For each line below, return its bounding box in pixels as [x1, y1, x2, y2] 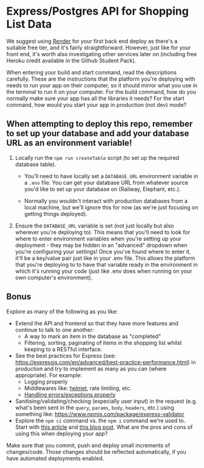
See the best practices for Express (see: [15, 352, 116, 359]
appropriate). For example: [15, 371, 82, 379]
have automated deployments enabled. [6, 455, 105, 462]
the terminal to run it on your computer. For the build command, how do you [6, 88, 197, 95]
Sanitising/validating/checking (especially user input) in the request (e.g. [15, 397, 197, 405]
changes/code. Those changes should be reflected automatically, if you [6, 448, 187, 455]
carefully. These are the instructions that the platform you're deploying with [6, 75, 196, 82]
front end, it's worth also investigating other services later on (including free [6, 50, 197, 57]
